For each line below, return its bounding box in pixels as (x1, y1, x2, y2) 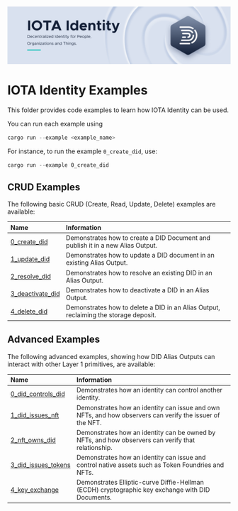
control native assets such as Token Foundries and (76, 461, 225, 469)
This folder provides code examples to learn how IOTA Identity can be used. (7, 106, 229, 114)
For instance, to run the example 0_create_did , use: (7, 147, 158, 155)
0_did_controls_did (10, 390, 65, 398)
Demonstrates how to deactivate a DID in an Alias (66, 285, 210, 294)
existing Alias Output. (66, 258, 128, 267)
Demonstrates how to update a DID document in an (66, 251, 215, 260)
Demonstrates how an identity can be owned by (76, 428, 216, 436)
